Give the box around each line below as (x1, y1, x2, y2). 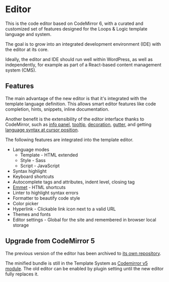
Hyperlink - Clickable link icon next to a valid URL (12, 206, 116, 212)
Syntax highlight (12, 168, 47, 174)
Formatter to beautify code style (12, 195, 80, 201)
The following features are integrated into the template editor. (5, 136, 133, 143)
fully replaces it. (5, 271, 39, 277)
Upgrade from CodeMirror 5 (5, 237, 95, 245)
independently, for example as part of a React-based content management (5, 61, 161, 68)
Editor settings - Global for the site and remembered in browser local (12, 216, 156, 223)
